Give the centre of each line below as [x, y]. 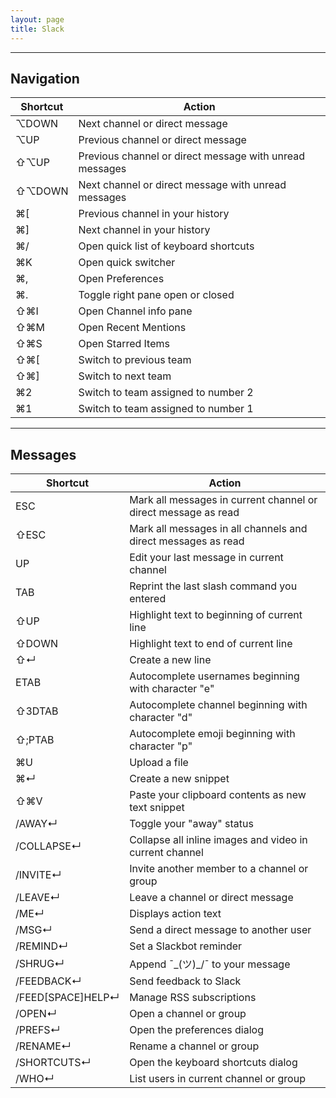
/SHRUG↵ [40, 964]
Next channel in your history [144, 230]
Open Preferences [121, 279]
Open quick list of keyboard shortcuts [166, 246]
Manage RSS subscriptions [193, 998]
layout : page [37, 19]
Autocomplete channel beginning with [218, 705]
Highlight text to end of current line [211, 644]
